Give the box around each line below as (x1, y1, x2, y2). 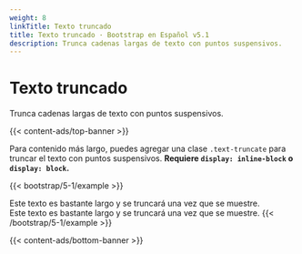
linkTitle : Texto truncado (9, 22, 112, 31)
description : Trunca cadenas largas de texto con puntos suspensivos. (9, 38, 283, 48)
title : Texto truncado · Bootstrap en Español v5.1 (9, 30, 209, 39)
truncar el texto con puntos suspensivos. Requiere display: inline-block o (9, 153, 294, 164)
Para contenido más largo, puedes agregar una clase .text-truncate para (9, 143, 287, 155)
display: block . (9, 163, 70, 174)
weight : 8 (9, 13, 47, 23)
